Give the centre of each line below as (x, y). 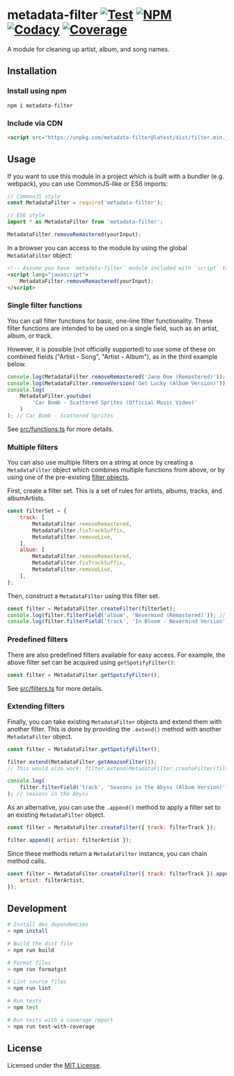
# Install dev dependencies (48, 925)
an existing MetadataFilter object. (56, 815)
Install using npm (37, 91)
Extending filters (36, 706)
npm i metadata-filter (40, 106)
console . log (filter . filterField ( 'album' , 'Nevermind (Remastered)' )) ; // (117, 615)
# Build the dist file (40, 943)
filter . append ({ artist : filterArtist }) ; (70, 840)
